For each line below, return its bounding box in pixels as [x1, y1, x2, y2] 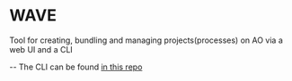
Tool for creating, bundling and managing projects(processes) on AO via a [9, 35, 283, 45]
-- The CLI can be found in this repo [9, 61, 143, 72]
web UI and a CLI [9, 44, 74, 54]
